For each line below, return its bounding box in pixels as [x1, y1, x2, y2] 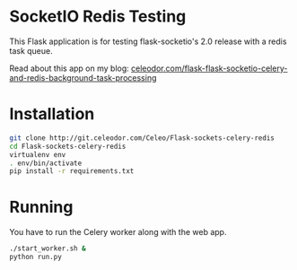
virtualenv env [9, 150, 66, 159]
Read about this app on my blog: [9, 63, 130, 74]
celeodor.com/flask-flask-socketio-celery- [131, 63, 288, 74]
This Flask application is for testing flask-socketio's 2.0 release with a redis [9, 36, 287, 47]
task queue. [9, 45, 54, 56]
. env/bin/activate [9, 159, 83, 168]
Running [9, 197, 74, 217]
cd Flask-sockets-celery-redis [9, 142, 127, 151]
